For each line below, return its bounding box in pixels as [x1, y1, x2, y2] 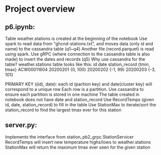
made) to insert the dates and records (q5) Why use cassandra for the [5, 56, 145, 62]
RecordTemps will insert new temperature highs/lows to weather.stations [5, 139, 151, 145]
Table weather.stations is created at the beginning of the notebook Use [5, 35, 147, 41]
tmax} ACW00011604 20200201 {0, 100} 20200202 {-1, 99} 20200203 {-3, [5, 67, 156, 72]
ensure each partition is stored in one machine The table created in [5, 91, 140, 97]
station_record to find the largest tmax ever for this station [5, 107, 122, 113]
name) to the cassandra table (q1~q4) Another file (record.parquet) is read [5, 46, 154, 52]
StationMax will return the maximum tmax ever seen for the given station [5, 144, 151, 150]
